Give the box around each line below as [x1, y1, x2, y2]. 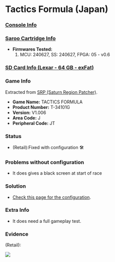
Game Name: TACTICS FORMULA [12, 99, 83, 105]
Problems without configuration [5, 159, 84, 166]
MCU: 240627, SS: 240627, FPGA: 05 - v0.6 [19, 52, 110, 58]
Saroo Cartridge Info [5, 35, 56, 42]
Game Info [5, 78, 31, 85]
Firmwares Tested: [12, 46, 52, 52]
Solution [5, 183, 26, 190]
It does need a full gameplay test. [12, 218, 81, 224]
